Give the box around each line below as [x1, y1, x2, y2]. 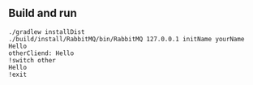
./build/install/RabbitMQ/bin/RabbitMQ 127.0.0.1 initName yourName [8, 35, 245, 43]
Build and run [8, 6, 77, 20]
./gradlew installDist [8, 28, 85, 36]
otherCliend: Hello [8, 49, 75, 57]
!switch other [8, 56, 57, 64]
